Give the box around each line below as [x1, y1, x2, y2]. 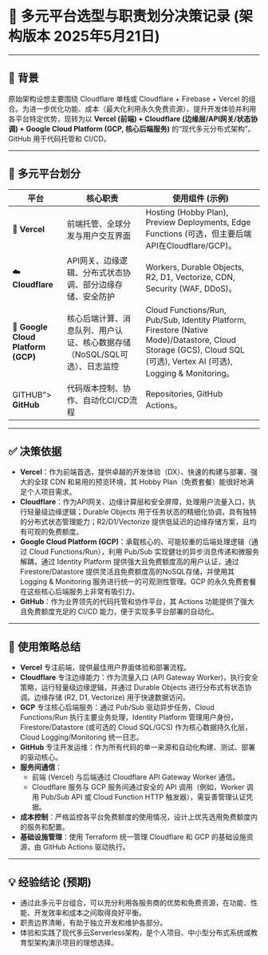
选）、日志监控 [66, 361, 120, 372]
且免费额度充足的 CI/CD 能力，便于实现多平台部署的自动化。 [19, 607, 219, 617]
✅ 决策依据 [8, 444, 62, 458]
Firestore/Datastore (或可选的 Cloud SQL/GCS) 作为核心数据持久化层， [19, 723, 253, 732]
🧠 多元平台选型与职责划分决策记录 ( [8, 7, 239, 26]
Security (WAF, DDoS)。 [145, 282, 237, 294]
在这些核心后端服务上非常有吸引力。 [19, 587, 140, 597]
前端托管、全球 [66, 218, 124, 229]
